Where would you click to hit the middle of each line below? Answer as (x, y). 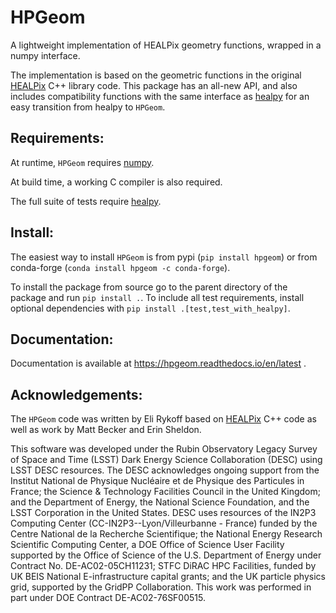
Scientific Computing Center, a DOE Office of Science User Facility (147, 545)
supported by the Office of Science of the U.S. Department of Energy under (166, 555)
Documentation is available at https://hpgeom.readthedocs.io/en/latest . (158, 363)
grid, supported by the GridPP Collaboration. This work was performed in (161, 587)
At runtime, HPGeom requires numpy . (82, 162)
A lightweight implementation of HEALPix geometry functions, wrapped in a (166, 45)
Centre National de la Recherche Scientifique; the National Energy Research (166, 534)
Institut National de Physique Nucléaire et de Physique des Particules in (157, 481)
